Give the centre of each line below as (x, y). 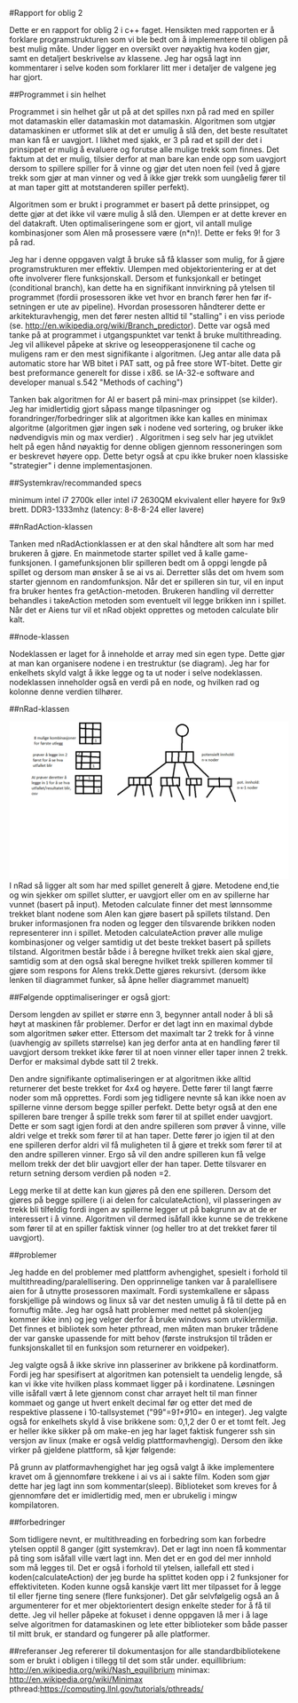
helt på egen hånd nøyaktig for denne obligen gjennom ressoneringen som (145, 447)
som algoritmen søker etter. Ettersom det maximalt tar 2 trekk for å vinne (142, 1033)
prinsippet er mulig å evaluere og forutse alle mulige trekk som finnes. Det (144, 149)
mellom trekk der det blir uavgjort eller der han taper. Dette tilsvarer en (138, 1163)
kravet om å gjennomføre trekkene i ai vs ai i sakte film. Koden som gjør (140, 1476)
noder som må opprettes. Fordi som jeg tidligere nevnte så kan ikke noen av (148, 1098)
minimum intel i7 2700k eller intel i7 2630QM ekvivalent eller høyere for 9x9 (147, 500)
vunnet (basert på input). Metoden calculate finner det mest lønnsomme (141, 904)
